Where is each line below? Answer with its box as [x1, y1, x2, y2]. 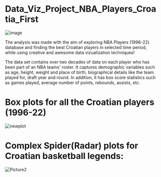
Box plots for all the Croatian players [5, 97, 155, 108]
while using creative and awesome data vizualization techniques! [5, 50, 135, 55]
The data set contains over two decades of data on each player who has [5, 59, 150, 65]
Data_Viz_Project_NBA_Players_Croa [5, 3, 157, 15]
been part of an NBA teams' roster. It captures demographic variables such [5, 64, 155, 70]
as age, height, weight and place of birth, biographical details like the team [5, 69, 154, 75]
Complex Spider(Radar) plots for [5, 140, 138, 151]
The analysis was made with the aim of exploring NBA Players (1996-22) [5, 39, 149, 45]
